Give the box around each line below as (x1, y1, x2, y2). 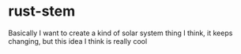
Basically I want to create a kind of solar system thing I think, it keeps (8, 28, 233, 38)
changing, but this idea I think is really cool (8, 36, 148, 45)
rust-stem (8, 2, 76, 20)
